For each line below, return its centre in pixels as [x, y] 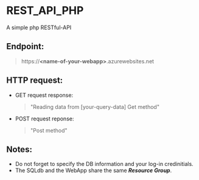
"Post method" [49, 130]
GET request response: [44, 95]
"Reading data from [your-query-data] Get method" [95, 106]
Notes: [19, 149]
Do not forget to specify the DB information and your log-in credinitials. [104, 164]
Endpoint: [25, 47]
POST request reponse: [44, 119]
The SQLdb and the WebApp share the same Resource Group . [93, 170]
